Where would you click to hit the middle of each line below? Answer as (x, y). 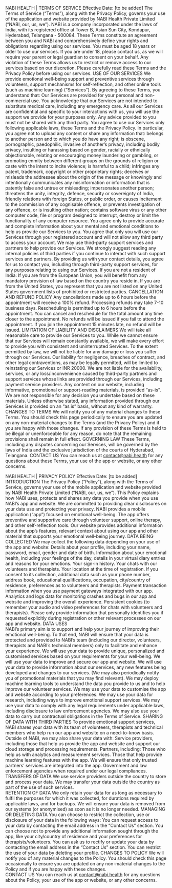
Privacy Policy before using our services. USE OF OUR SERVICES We (78, 73)
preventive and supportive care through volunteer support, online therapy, (83, 520)
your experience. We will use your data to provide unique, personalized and (85, 651)
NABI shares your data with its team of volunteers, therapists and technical (84, 727)
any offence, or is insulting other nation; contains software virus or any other (86, 210)
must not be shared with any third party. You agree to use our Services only (85, 122)
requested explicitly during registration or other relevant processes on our (83, 618)
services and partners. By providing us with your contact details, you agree (84, 259)
